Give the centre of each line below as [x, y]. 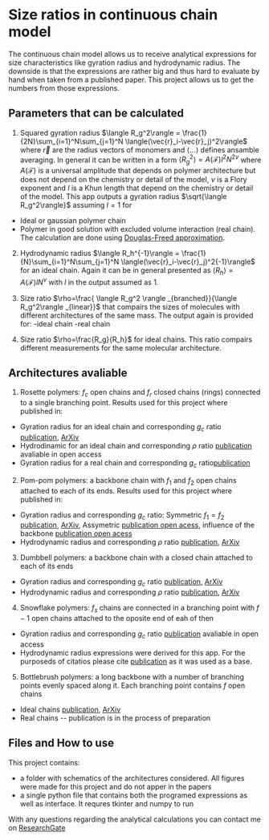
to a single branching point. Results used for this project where [124, 403]
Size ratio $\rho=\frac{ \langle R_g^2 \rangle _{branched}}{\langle [128, 298]
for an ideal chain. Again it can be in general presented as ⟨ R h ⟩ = [126, 271]
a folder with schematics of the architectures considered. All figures [132, 778]
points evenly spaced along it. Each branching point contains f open [132, 685]
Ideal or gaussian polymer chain [73, 221]
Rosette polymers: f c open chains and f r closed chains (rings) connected [140, 393]
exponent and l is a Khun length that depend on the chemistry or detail [137, 188]
